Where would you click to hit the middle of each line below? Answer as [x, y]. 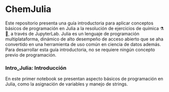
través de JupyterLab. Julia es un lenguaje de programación [77, 33]
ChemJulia [28, 9]
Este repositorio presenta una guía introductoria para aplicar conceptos [79, 23]
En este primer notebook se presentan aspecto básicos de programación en [84, 79]
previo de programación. [31, 55]
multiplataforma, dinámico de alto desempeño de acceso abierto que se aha [84, 39]
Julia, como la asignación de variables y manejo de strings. [67, 84]
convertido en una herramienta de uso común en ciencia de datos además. [83, 44]
